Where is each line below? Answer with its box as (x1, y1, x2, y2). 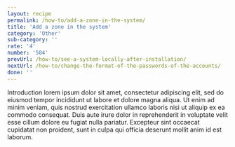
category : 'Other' (7, 29, 61, 37)
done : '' (7, 69, 33, 76)
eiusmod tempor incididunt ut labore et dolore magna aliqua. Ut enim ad (7, 95, 215, 104)
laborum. (7, 132, 34, 141)
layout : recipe (7, 10, 52, 17)
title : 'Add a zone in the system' (7, 23, 112, 30)
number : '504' (7, 50, 49, 57)
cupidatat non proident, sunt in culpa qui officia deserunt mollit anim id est (7, 125, 222, 134)
